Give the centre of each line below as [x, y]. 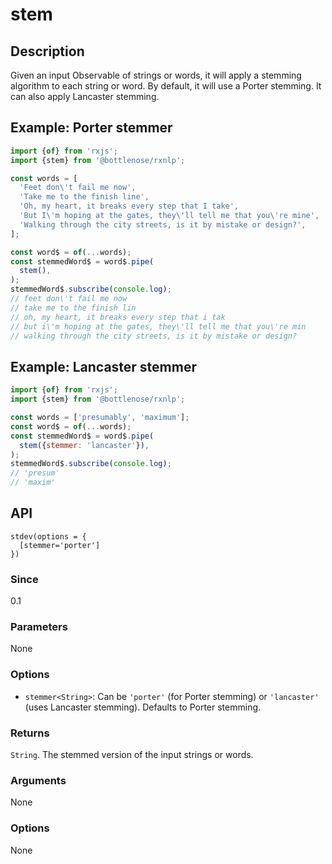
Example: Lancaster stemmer [103, 366]
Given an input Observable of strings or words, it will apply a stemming [156, 75]
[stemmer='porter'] [60, 545]
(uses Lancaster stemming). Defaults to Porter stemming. [143, 707]
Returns [30, 733]
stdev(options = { [48, 536]
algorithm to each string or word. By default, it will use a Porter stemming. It [166, 86]
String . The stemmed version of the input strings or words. [132, 754]
